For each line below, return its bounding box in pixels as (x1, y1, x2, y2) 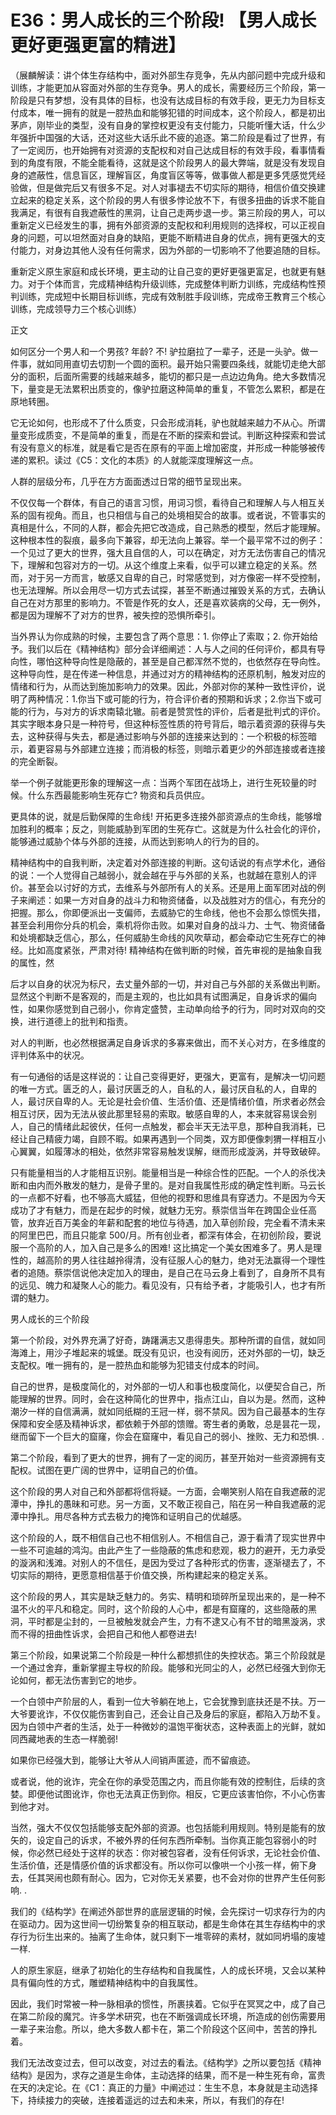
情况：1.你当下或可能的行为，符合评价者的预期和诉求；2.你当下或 (44, 692, 314, 705)
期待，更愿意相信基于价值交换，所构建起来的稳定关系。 (44, 1569, 273, 1581)
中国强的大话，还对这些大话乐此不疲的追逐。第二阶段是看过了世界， (36, 131, 317, 143)
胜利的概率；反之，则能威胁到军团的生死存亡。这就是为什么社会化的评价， (18, 822, 326, 835)
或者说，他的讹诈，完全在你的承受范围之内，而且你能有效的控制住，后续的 (10, 1775, 317, 1787)
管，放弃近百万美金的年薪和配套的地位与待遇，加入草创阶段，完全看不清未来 (10, 1216, 326, 1228)
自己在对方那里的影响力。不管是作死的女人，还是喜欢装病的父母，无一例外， (10, 596, 326, 608)
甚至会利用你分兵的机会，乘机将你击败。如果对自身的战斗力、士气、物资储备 (10, 919, 326, 931)
